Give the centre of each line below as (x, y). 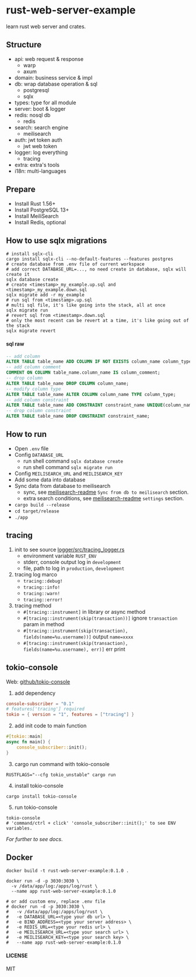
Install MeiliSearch (36, 216)
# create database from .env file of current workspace (75, 264)
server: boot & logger (40, 108)
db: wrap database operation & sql (56, 84)
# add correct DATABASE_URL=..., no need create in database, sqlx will (96, 269)
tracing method (33, 605)
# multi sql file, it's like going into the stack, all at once (86, 305)
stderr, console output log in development (72, 562)
